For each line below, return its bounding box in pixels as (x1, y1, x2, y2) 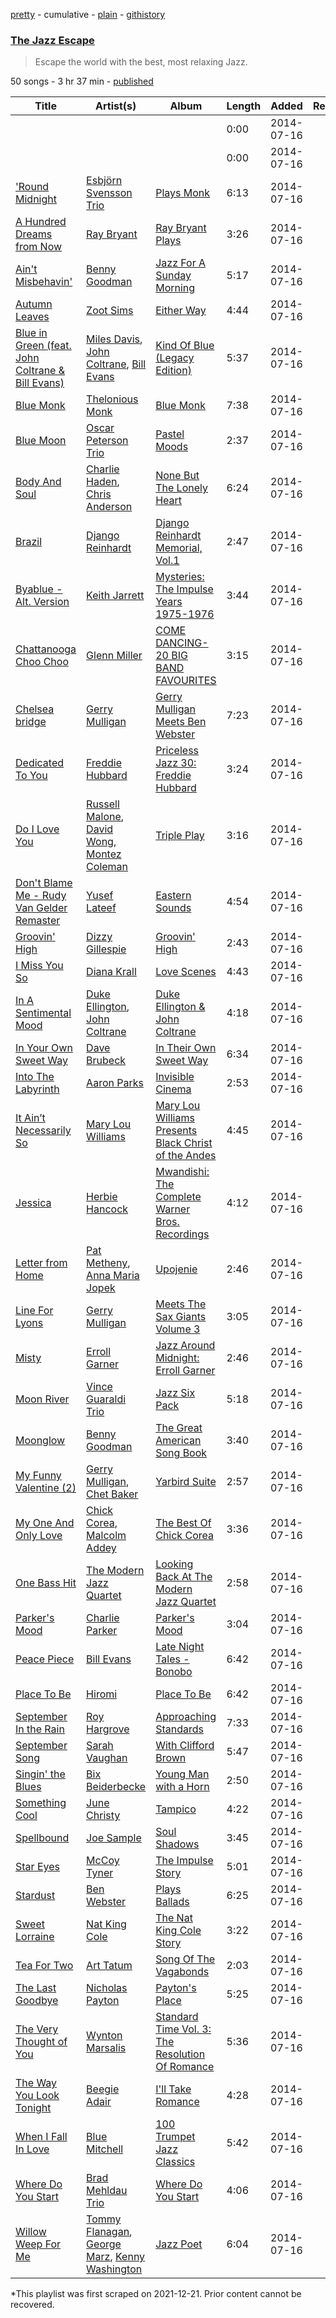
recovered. (10, 2299, 55, 2311)
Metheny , (86, 1256, 131, 1270)
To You (15, 769, 48, 783)
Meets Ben (155, 715, 207, 729)
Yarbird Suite (155, 1475, 217, 1489)
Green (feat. (15, 339, 72, 353)
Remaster (15, 914, 61, 928)
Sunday (155, 269, 192, 283)
